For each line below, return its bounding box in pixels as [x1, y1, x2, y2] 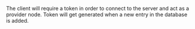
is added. [6, 17, 29, 24]
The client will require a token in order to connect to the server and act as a [6, 5, 189, 12]
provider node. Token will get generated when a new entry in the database [6, 11, 188, 18]
